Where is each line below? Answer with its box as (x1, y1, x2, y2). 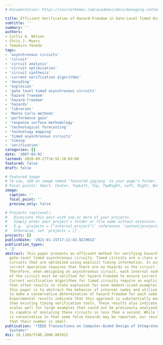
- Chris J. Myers (5, 38, 40, 44)
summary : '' (5, 25, 29, 30)
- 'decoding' (5, 79, 32, 84)
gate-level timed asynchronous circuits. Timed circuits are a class (9, 255, 153, 261)
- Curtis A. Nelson (5, 34, 45, 39)
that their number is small (9, 319, 66, 324)
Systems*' (9, 328, 29, 333)
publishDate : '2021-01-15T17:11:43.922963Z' (5, 237, 97, 242)
